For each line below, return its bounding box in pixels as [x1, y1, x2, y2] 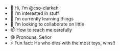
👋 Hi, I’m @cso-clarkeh [10, 5, 59, 11]
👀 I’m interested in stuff [10, 10, 59, 16]
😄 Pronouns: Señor [10, 34, 52, 40]
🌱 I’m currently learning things [10, 16, 74, 21]
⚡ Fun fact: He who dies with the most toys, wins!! [10, 40, 116, 46]
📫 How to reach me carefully [10, 27, 73, 33]
